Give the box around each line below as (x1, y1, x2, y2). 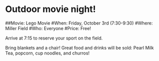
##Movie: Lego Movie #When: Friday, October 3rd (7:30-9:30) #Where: (5, 20, 153, 26)
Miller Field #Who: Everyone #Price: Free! (5, 25, 91, 31)
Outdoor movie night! (5, 3, 96, 15)
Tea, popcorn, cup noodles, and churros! (5, 50, 90, 56)
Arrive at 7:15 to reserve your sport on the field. (5, 35, 103, 41)
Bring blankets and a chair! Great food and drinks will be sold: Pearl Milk (5, 44, 154, 50)
